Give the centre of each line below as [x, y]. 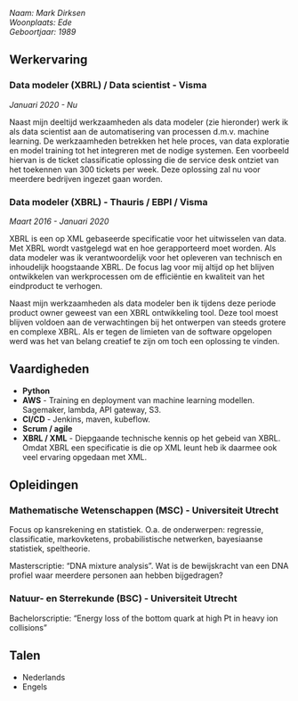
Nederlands [44, 677]
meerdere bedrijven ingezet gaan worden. [86, 178]
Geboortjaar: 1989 [43, 32]
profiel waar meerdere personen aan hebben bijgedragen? [117, 575]
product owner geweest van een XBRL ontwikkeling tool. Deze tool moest [144, 312]
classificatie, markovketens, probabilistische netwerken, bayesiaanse [136, 540]
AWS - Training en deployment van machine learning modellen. [138, 400]
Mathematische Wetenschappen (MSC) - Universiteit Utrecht [144, 510]
